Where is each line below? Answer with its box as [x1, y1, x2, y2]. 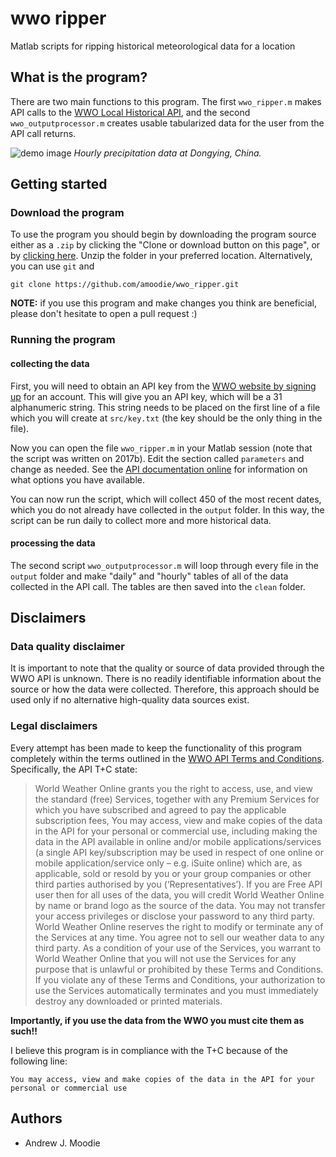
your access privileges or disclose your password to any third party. [34, 910, 315, 922]
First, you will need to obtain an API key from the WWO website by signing [10, 380, 317, 392]
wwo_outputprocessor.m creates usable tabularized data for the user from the [10, 117, 325, 129]
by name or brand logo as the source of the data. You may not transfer [34, 899, 326, 911]
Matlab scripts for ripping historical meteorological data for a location [10, 40, 296, 52]
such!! [10, 1025, 38, 1037]
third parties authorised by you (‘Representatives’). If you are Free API [34, 878, 323, 890]
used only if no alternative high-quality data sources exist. [10, 694, 250, 706]
